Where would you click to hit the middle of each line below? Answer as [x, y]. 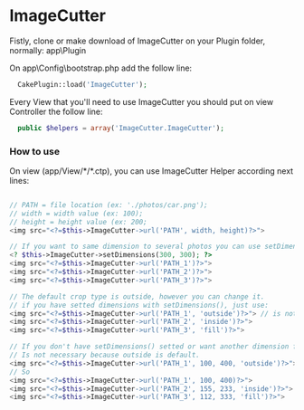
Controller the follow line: [56, 111]
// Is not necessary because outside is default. [105, 355]
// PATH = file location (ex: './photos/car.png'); [109, 205]
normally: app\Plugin [48, 50]
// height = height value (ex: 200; [78, 222]
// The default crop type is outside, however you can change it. [137, 296]
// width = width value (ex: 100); [76, 214]
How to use [35, 151]
